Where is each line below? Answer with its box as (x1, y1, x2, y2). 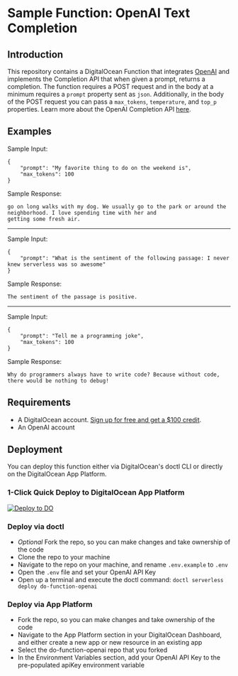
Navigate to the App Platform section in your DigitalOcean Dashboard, (17, 631, 222, 639)
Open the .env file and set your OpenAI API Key (17, 568, 157, 576)
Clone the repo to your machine (17, 553, 110, 562)
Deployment (7, 444, 63, 456)
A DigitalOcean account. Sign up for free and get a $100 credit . (17, 415, 202, 424)
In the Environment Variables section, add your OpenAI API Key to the (17, 653, 221, 662)
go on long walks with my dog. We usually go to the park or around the (7, 203, 227, 210)
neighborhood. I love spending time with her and (7, 209, 157, 216)
